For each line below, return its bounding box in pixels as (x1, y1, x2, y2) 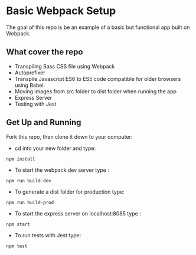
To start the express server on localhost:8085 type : (14, 210, 142, 217)
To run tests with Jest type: (14, 231, 81, 238)
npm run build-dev (6, 178, 51, 184)
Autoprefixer (14, 69, 45, 76)
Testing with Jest (14, 100, 57, 107)
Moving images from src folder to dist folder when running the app (14, 87, 177, 95)
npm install (6, 156, 35, 162)
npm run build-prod (6, 200, 54, 205)
